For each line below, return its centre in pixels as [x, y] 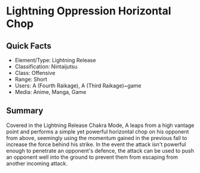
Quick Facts [29, 46]
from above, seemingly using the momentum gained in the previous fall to [97, 138]
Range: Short [31, 79]
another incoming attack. [37, 163]
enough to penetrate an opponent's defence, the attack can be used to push [100, 150]
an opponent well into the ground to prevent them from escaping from [92, 157]
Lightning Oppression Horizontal [89, 11]
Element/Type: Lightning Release [56, 60]
